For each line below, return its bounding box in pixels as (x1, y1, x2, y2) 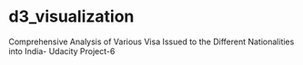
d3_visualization (8, 6, 135, 27)
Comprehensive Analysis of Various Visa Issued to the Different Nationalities (8, 36, 295, 47)
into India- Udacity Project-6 (8, 45, 116, 56)
